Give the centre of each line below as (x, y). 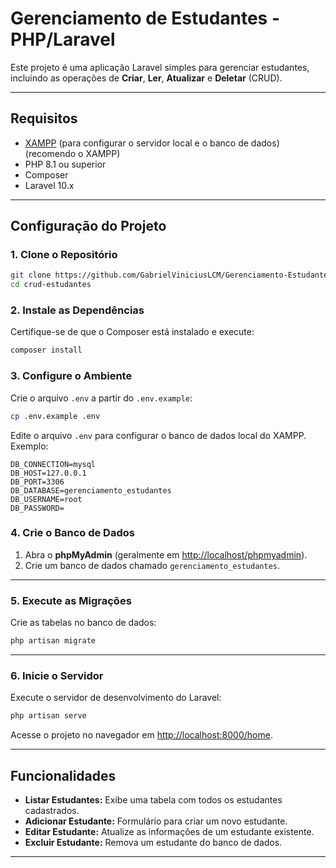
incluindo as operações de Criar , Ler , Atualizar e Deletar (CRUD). (146, 78)
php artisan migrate (53, 641)
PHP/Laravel (63, 39)
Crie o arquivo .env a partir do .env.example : (101, 398)
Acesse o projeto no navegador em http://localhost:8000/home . (141, 735)
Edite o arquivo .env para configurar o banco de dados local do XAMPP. (158, 435)
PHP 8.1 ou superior (65, 164)
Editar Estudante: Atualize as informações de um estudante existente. (169, 831)
